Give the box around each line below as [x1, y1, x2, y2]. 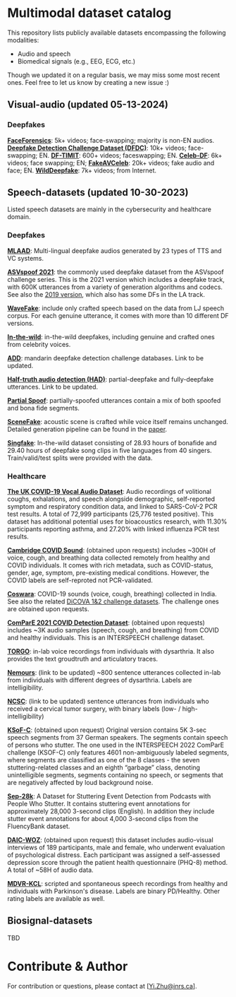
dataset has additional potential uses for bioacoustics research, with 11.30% [7, 517, 228, 526]
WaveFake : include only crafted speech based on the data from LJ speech [7, 304, 225, 312]
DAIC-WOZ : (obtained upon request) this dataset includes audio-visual [7, 836, 213, 844]
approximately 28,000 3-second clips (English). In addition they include [7, 807, 215, 815]
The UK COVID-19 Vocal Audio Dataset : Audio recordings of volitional [7, 488, 211, 496]
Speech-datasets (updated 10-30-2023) [7, 187, 189, 199]
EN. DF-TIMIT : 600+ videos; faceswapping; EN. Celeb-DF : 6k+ [39, 151, 223, 160]
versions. [7, 319, 34, 327]
